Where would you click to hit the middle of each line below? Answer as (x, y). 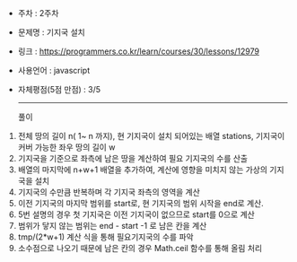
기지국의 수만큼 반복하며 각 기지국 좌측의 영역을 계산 (109, 192)
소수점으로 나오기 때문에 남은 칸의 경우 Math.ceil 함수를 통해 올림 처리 (140, 248)
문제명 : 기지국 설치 (51, 32)
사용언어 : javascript (54, 70)
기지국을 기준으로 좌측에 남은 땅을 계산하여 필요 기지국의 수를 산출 (133, 158)
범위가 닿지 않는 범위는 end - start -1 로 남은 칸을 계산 (112, 226)
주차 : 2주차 (38, 13)
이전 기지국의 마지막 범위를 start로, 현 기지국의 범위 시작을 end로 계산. (141, 203)
